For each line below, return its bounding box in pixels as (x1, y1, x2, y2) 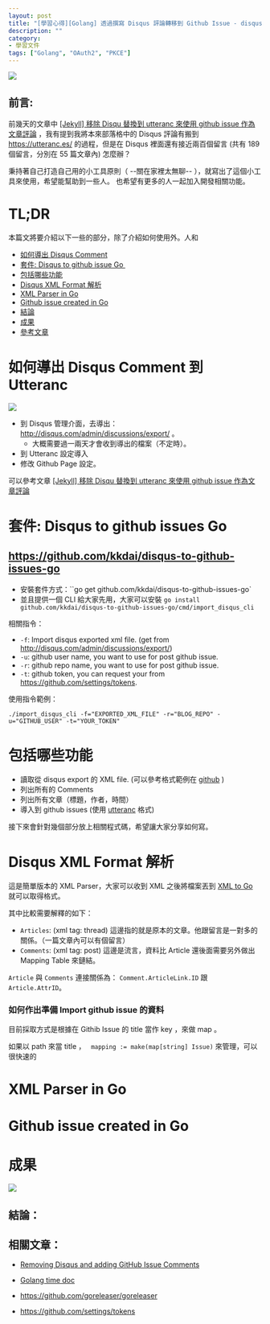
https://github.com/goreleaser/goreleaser (19, 1291, 158, 1301)
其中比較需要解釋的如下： (8, 908, 93, 918)
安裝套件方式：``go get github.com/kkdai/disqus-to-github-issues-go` (19, 584, 252, 594)
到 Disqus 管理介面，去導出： (19, 418, 118, 428)
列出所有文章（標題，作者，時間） (19, 794, 133, 804)
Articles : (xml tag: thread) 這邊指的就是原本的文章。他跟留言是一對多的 (19, 925, 259, 935)
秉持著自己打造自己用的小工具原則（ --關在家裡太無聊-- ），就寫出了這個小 (8, 166, 255, 175)
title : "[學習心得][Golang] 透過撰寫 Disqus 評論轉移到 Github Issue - (8, 19, 238, 27)
